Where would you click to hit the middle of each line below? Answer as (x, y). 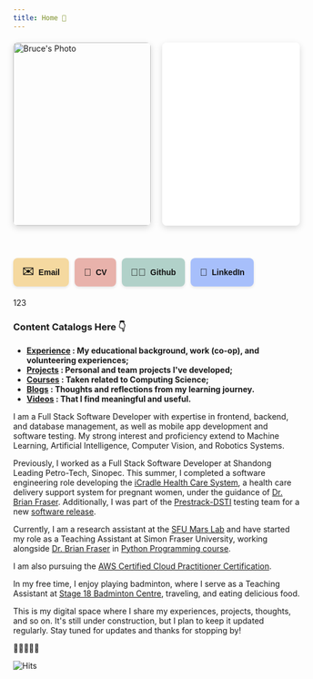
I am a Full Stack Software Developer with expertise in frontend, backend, (151, 416)
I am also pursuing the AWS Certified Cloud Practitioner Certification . (142, 566)
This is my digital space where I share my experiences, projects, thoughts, (152, 611)
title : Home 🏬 (40, 18)
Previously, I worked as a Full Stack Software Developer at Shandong (142, 463)
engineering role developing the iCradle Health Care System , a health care (152, 482)
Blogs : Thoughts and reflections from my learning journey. (141, 389)
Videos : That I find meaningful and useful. (109, 399)
